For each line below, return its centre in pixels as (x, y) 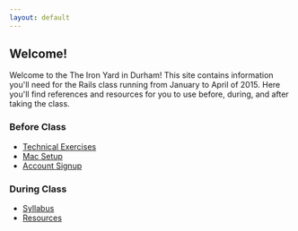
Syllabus (38, 209)
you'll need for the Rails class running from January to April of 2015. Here (145, 85)
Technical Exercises (59, 146)
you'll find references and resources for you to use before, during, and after (149, 94)
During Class (38, 189)
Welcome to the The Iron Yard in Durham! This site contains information (141, 75)
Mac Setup (42, 156)
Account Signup (52, 166)
